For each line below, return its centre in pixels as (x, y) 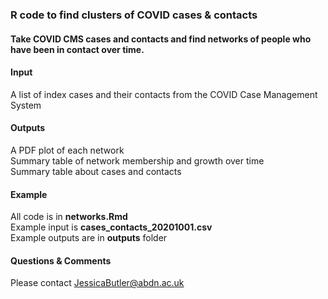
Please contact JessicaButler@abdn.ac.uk (97, 283)
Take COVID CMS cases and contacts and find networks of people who (161, 39)
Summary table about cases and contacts (96, 171)
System (26, 105)
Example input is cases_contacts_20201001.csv (111, 227)
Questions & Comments (61, 260)
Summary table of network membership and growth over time (137, 160)
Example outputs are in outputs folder (89, 238)
